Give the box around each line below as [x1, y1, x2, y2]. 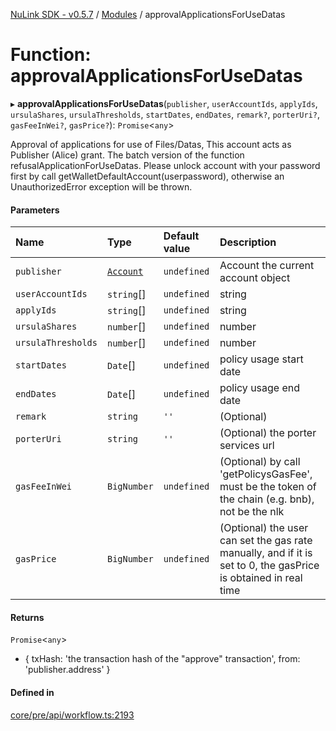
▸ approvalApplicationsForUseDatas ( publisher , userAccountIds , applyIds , [10, 97, 318, 109]
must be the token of [219, 480, 317, 494]
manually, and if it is [219, 546, 313, 560]
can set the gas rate [219, 534, 313, 548]
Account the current [219, 259, 315, 273]
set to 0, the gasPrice [219, 559, 320, 573]
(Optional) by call [219, 455, 301, 469]
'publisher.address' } [24, 664, 111, 676]
